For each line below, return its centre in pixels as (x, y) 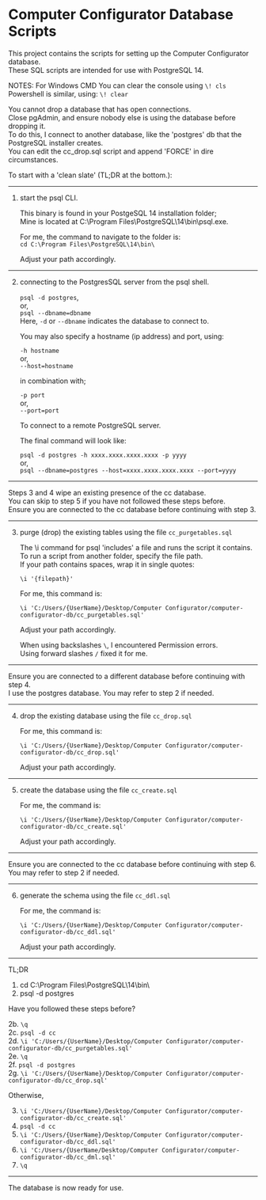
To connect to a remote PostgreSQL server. (90, 425)
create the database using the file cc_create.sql (99, 790)
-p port (32, 395)
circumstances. (33, 159)
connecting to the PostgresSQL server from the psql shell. (114, 282)
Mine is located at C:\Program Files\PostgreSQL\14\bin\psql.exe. (124, 221)
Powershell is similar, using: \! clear (68, 93)
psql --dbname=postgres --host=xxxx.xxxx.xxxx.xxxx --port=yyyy (128, 470)
